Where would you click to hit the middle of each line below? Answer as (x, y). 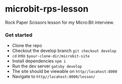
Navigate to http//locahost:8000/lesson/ (54, 77)
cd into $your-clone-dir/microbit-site (51, 56)
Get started (19, 35)
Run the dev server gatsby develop (47, 66)
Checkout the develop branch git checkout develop (64, 51)
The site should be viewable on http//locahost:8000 (65, 71)
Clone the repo (27, 46)
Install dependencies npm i (39, 61)
